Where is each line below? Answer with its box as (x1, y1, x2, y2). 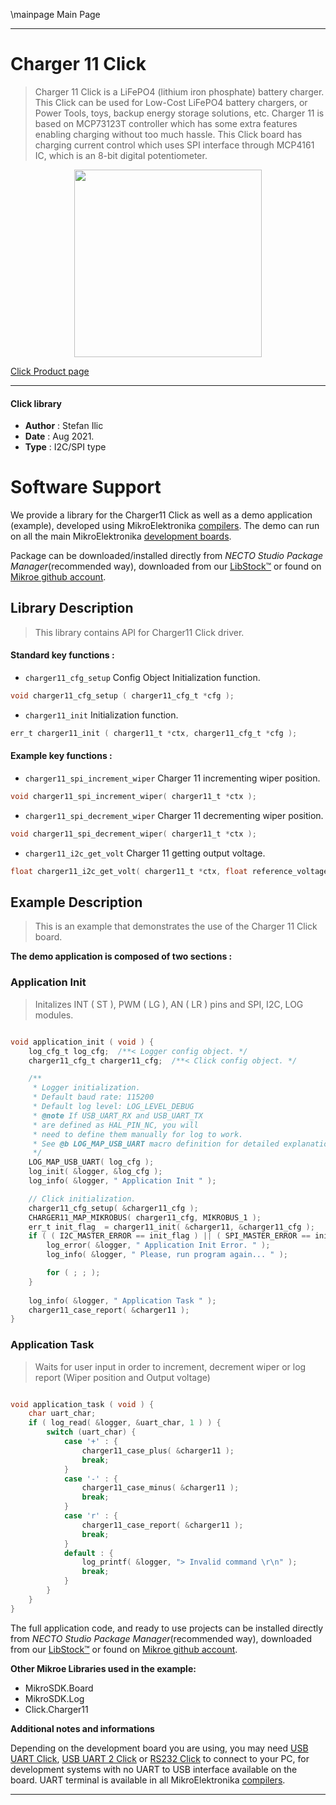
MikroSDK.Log (24, 1692, 85, 1704)
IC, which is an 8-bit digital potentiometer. (34, 149, 208, 161)
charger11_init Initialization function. (24, 709, 179, 721)
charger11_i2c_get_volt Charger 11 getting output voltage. (24, 847, 266, 859)
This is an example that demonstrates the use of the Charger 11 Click (34, 920, 318, 933)
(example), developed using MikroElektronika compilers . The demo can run (10, 520, 320, 532)
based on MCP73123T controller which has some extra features (34, 117, 298, 129)
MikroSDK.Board (24, 1682, 94, 1694)
